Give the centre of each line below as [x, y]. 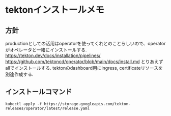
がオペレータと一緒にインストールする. [46, 50]
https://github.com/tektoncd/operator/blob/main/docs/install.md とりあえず [84, 62]
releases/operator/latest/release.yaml [48, 108]
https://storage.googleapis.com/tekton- [87, 104]
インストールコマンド [39, 92]
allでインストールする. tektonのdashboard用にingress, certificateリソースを [84, 68]
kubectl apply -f [24, 104]
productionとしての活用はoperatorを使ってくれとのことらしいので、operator [85, 43]
